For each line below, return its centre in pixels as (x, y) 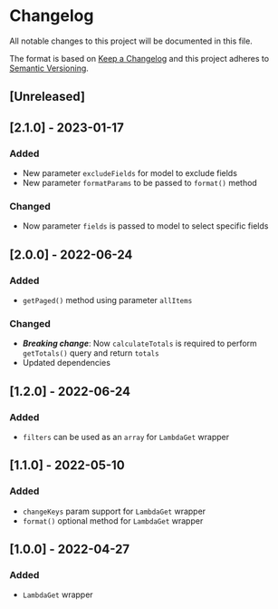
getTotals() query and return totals (91, 353)
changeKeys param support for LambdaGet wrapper (114, 511)
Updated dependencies (67, 363)
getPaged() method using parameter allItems (107, 300)
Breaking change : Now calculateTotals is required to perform (140, 344)
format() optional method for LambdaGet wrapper (113, 521)
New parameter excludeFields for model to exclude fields (130, 173)
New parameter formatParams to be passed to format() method (140, 183)
